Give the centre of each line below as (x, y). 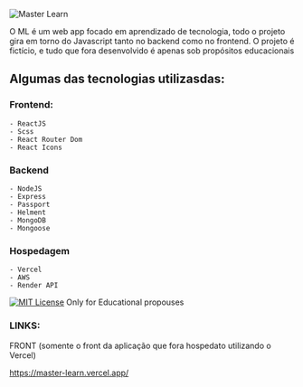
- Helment (28, 212)
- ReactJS (28, 123)
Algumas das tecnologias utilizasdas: (117, 79)
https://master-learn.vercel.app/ (69, 373)
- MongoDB (28, 220)
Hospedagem (40, 250)
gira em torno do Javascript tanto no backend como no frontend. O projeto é (152, 41)
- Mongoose (30, 228)
